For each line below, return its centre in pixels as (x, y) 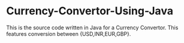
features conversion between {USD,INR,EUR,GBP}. (69, 33)
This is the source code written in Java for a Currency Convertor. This (92, 27)
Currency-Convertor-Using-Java (90, 11)
